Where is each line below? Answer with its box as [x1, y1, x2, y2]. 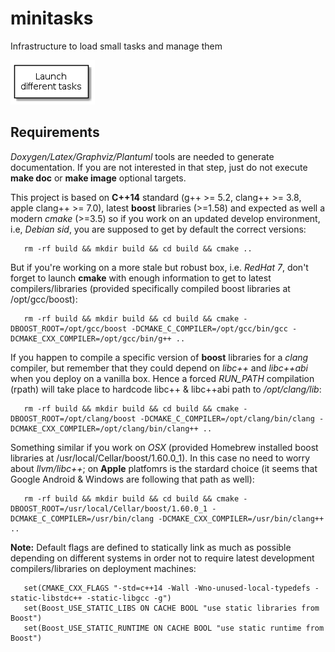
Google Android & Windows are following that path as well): [10, 473, 255, 485]
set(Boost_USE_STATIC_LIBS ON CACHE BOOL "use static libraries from [23, 603, 320, 613]
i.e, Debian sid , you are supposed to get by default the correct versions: [10, 223, 307, 235]
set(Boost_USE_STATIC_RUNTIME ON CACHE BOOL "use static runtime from [23, 623, 325, 633]
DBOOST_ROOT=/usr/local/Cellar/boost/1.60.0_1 [10, 503, 208, 514]
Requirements [10, 124, 100, 141]
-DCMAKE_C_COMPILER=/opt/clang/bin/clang [139, 413, 315, 424]
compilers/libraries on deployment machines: [10, 562, 197, 574]
